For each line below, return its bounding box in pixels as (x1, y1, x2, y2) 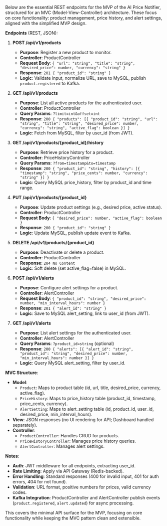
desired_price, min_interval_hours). (19, 411, 92, 417)
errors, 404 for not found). (12, 479, 67, 484)
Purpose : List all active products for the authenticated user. (19, 100, 142, 106)
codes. (12, 489, 27, 495)
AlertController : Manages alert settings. (19, 443, 105, 449)
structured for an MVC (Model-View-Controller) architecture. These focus (5, 10, 157, 16)
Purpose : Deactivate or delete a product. (19, 249, 104, 255)
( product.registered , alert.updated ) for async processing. (12, 500, 134, 506)
